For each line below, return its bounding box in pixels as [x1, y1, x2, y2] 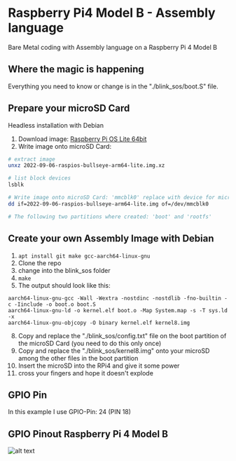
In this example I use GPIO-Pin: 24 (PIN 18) [8, 408, 132, 416]
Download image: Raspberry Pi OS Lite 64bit [18, 135, 147, 143]
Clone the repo [18, 258, 62, 267]
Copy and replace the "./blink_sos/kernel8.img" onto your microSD [18, 346, 210, 355]
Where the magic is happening [8, 63, 144, 75]
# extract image [8, 156, 55, 163]
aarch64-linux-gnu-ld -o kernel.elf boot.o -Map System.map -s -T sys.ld [8, 307, 228, 314]
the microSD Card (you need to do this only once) [18, 339, 162, 347]
